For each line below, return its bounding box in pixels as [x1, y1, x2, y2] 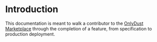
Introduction [5, 4, 59, 15]
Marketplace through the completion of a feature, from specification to [5, 25, 152, 31]
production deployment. [5, 31, 56, 37]
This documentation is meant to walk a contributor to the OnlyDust [5, 20, 144, 26]
